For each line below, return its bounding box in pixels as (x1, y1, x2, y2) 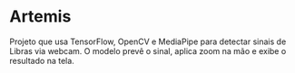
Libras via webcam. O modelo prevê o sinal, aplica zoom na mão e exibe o (9, 45, 287, 56)
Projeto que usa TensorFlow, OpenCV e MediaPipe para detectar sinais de (9, 36, 287, 47)
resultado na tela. (9, 55, 74, 66)
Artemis (9, 6, 72, 27)
